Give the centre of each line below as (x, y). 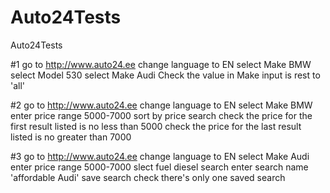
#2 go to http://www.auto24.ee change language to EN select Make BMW (161, 105)
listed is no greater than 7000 (71, 137)
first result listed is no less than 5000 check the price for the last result (156, 126)
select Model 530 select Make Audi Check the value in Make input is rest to (165, 75)
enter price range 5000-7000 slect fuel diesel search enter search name (159, 167)
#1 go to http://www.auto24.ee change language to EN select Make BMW (161, 64)
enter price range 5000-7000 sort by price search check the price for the (161, 115)
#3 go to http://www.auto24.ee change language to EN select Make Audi (160, 156)
